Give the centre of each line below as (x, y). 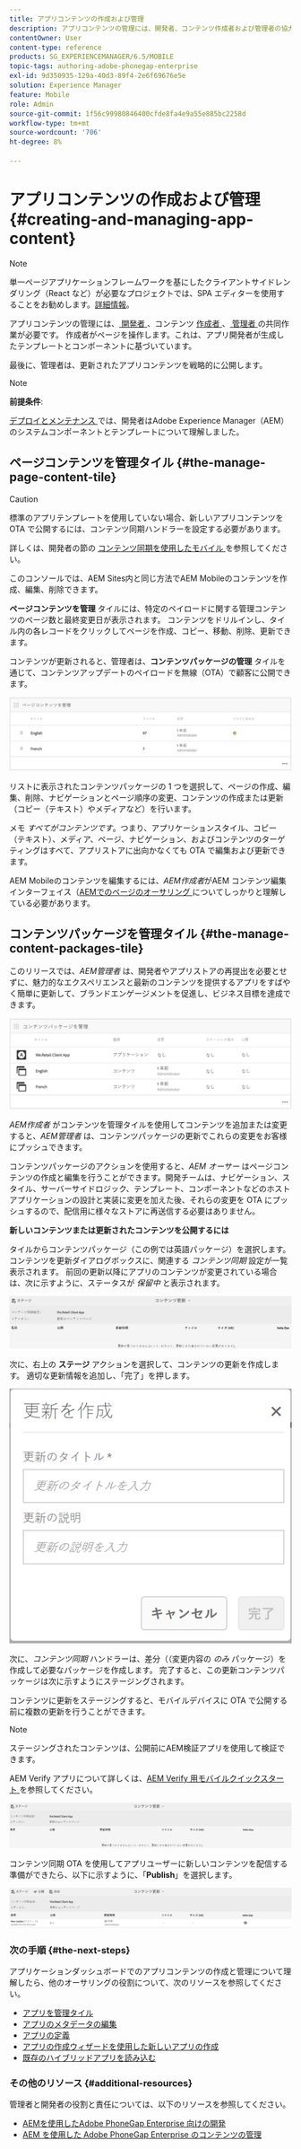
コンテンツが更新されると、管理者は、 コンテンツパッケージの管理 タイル (144, 661)
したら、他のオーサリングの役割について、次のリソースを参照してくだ (146, 1982)
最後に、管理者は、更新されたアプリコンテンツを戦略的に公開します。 (138, 364)
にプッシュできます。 (48, 1147)
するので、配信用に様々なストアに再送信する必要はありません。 (142, 1211)
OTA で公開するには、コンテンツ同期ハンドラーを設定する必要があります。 (147, 529)
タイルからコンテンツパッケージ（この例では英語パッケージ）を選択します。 (150, 1249)
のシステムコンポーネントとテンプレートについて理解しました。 (127, 432)
